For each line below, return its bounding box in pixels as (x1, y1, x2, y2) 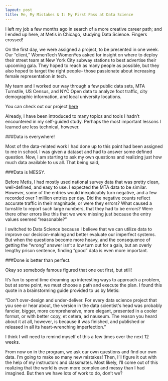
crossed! (5, 36, 24, 43)
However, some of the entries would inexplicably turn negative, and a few (5, 189, 157, 195)
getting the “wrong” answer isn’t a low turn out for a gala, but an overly (5, 242, 152, 248)
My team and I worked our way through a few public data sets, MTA (5, 83, 145, 89)
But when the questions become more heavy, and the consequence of (5, 237, 150, 243)
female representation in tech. (5, 73, 67, 79)
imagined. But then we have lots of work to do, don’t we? (5, 370, 123, 376)
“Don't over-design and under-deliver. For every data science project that (5, 297, 157, 303)
